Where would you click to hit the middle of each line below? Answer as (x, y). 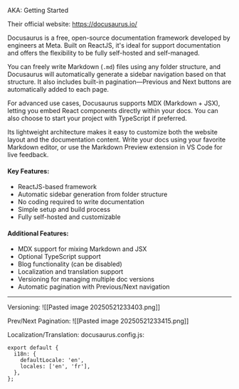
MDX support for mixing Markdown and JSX (82, 249)
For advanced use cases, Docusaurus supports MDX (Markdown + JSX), (114, 103)
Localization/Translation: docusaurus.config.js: (76, 335)
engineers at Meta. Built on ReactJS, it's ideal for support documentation (114, 45)
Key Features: (28, 171)
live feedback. (28, 155)
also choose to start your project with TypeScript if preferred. (97, 118)
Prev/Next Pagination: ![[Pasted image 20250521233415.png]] (98, 321)
